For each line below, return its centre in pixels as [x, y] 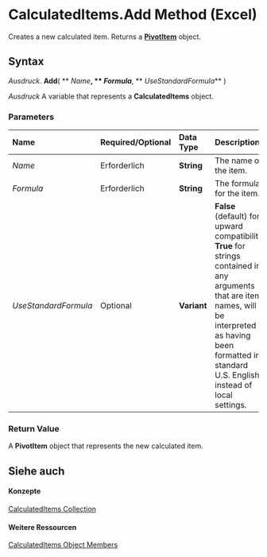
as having [232, 335]
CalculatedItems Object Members [63, 545]
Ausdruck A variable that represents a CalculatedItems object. [111, 96]
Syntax [26, 62]
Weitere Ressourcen [43, 527]
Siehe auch [37, 471]
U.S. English [237, 375]
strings [227, 256]
